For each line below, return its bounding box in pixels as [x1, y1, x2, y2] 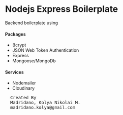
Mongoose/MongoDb [12, 58, 56, 64]
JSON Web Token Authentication [12, 47, 79, 53]
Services [5, 69, 24, 75]
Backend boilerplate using [5, 20, 58, 26]
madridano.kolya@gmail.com [10, 105, 75, 111]
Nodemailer [12, 80, 36, 86]
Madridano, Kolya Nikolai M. [10, 100, 81, 106]
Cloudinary [12, 85, 35, 91]
